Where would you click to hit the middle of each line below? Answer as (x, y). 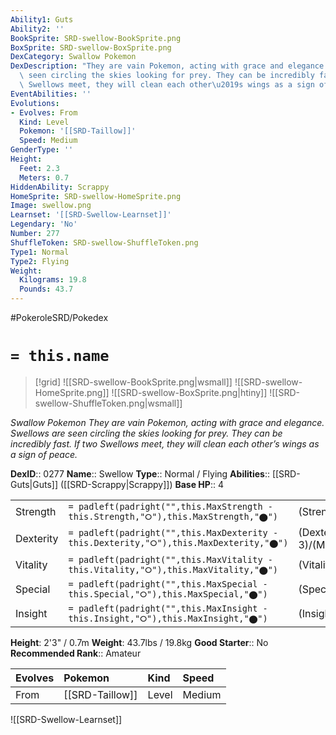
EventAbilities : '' (51, 94)
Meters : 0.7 (44, 177)
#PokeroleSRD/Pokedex (59, 317)
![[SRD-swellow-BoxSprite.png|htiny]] (189, 392)
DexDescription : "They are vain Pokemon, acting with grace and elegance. (169, 66)
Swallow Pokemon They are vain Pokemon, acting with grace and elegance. (167, 422)
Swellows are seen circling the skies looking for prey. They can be (146, 433)
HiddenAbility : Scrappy (60, 187)
